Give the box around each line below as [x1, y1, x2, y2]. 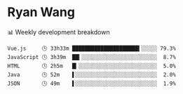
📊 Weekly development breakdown [7, 27, 110, 36]
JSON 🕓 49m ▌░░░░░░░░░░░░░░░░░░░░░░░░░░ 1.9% [7, 80, 177, 87]
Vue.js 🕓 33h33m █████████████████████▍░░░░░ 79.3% [7, 45, 177, 52]
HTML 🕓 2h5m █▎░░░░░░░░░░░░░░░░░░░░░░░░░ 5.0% [7, 62, 177, 69]
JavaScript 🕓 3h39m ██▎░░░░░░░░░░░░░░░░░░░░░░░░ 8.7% [7, 53, 177, 60]
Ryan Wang [7, 4, 76, 20]
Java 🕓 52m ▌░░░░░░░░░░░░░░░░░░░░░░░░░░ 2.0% [7, 71, 177, 78]
